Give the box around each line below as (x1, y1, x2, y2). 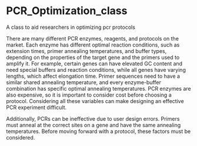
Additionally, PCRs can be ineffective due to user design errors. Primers (6, 115, 180, 122)
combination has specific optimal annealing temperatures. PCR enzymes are (6, 85, 191, 92)
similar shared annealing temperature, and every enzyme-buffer (6, 78, 162, 86)
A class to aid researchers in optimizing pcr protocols (6, 24, 135, 31)
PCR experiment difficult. (6, 104, 67, 111)
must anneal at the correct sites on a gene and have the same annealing (6, 121, 181, 128)
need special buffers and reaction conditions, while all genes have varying (6, 66, 186, 73)
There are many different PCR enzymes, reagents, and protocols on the (6, 35, 179, 42)
